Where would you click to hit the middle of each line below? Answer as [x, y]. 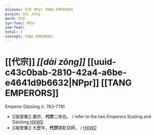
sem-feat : [15, 28]
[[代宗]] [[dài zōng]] [45, 62]
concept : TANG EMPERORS [29, 37]
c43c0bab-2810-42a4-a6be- [66, 73]
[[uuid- [102, 62]
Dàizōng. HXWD [28, 122]
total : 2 [14, 32]
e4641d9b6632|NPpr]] [52, 83]
